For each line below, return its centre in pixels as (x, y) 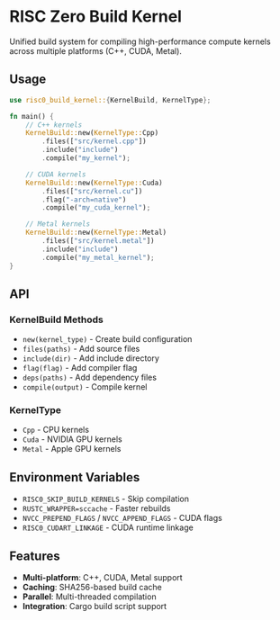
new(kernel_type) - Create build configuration (107, 339)
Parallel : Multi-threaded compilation (89, 597)
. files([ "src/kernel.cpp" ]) (94, 141)
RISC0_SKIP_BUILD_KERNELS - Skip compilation (105, 499)
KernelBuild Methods (56, 319)
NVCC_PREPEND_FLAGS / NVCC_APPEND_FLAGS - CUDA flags (122, 518)
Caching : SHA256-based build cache (92, 588)
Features (35, 556)
